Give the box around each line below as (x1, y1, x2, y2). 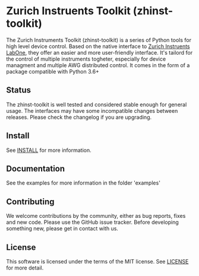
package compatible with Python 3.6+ (6, 68, 100, 75)
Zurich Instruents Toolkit (6, 4, 131, 18)
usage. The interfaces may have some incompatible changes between (6, 107, 178, 114)
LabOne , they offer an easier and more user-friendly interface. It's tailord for (6, 49, 193, 56)
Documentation (6, 163, 65, 173)
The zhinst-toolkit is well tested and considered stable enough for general (6, 101, 187, 108)
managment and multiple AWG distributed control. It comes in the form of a (6, 61, 190, 69)
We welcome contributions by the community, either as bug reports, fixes (6, 212, 186, 220)
